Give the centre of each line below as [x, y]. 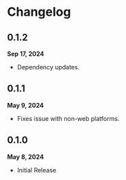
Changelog [39, 12]
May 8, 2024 [26, 157]
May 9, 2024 [26, 105]
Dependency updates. [48, 67]
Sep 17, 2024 [26, 54]
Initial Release [37, 170]
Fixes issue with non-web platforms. [68, 118]
